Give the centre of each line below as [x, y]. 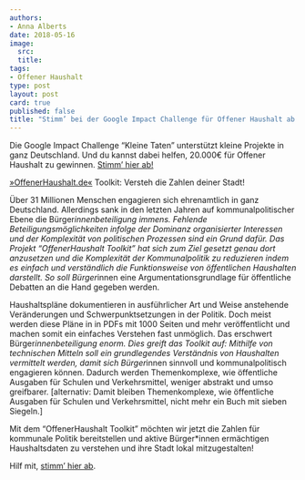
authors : [26, 18]
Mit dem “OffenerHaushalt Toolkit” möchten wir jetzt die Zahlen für [135, 429]
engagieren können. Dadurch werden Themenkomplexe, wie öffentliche [144, 373]
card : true [30, 102]
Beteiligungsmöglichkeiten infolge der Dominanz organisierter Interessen [146, 230]
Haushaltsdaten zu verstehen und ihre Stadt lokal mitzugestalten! [132, 448]
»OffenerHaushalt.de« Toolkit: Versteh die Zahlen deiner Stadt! [127, 182]
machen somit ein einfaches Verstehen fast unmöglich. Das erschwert [141, 334]
